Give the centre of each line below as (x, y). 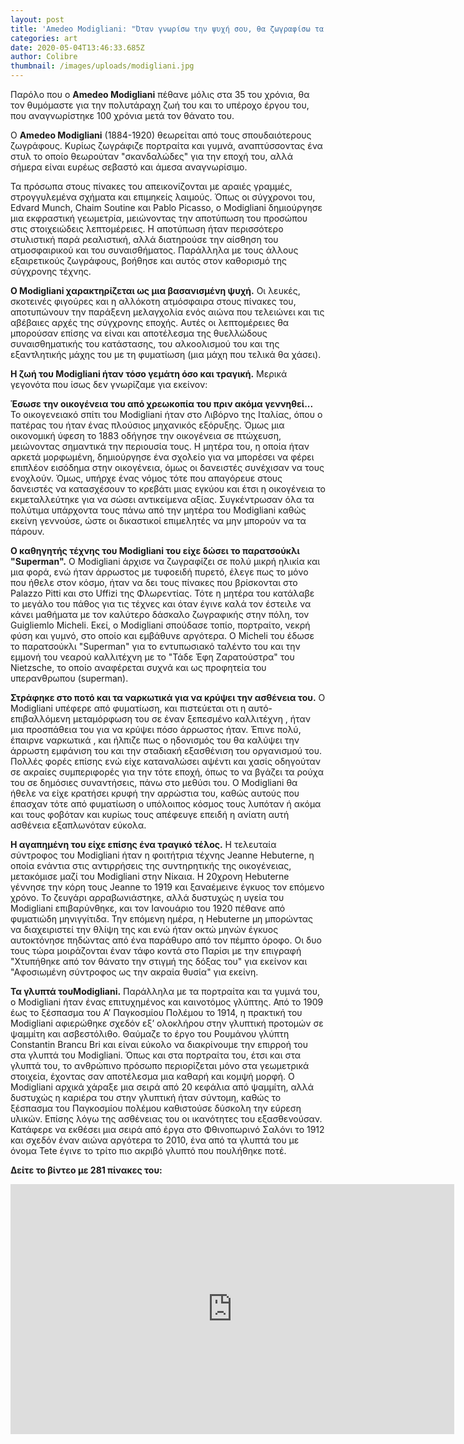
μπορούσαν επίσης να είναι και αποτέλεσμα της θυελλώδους (139, 333)
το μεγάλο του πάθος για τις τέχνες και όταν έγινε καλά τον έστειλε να (161, 604)
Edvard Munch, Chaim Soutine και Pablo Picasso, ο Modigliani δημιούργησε (166, 207)
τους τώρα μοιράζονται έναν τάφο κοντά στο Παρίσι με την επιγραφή (156, 950)
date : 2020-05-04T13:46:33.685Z (77, 47)
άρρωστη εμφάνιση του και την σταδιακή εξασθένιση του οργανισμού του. (166, 750)
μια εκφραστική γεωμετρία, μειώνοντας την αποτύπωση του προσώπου (159, 218)
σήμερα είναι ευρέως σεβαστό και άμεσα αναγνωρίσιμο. (129, 167)
